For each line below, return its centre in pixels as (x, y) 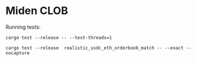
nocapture (18, 53)
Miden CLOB (37, 11)
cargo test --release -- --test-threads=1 (59, 37)
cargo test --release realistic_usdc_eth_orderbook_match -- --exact (95, 48)
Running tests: (23, 27)
